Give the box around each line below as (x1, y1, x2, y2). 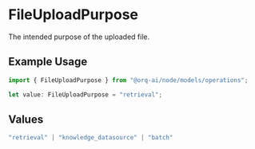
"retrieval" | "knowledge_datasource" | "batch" (8, 134, 173, 142)
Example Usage (8, 55, 88, 69)
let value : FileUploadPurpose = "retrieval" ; (8, 90, 162, 99)
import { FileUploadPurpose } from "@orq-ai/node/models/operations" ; (8, 76, 249, 84)
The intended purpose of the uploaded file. (8, 32, 150, 41)
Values (8, 112, 44, 126)
